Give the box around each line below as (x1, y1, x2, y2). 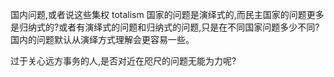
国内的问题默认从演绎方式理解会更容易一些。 (10, 34, 195, 45)
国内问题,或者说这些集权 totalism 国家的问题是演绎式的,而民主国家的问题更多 (10, 9, 325, 20)
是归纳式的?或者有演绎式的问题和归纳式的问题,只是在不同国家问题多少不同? (10, 21, 320, 33)
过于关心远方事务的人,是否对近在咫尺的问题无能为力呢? (10, 55, 237, 67)
